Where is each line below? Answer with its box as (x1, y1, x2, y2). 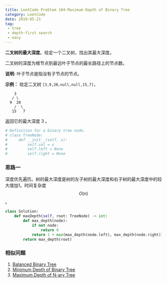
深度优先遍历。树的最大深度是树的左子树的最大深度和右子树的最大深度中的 (5, 176, 158, 182)
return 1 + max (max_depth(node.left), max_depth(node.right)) (31, 232, 164, 237)
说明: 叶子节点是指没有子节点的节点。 (5, 70, 82, 76)
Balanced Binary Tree (12, 261, 57, 267)
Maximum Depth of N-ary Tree (12, 272, 76, 278)
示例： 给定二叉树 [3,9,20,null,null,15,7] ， (5, 81, 98, 87)
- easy (7, 35, 21, 40)
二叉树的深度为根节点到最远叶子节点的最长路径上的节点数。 (5, 60, 127, 66)
